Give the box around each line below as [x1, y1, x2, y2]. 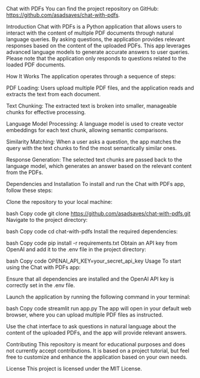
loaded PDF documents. [6, 61, 66, 68]
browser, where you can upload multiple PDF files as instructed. [6, 311, 164, 318]
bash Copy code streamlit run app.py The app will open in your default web [6, 305, 192, 312]
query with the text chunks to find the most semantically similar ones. [6, 145, 177, 151]
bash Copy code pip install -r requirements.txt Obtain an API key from [6, 239, 178, 246]
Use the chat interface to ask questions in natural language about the [6, 323, 176, 330]
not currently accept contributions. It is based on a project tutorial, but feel [6, 347, 190, 354]
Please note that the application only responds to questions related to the [6, 55, 186, 62]
